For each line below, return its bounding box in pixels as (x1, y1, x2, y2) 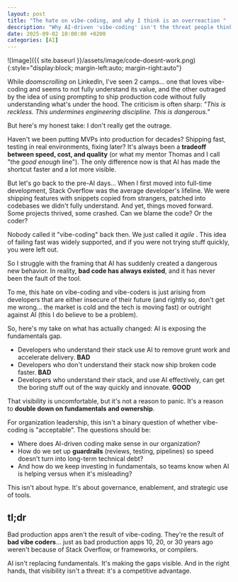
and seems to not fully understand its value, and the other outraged (29, 85, 226, 94)
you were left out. (7, 245, 59, 254)
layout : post (7, 10, 46, 18)
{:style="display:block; (7, 64, 74, 72)
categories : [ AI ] (7, 37, 59, 44)
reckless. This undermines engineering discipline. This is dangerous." (7, 108, 210, 116)
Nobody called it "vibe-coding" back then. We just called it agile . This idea (7, 230, 227, 239)
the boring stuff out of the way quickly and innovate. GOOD (17, 384, 191, 392)
